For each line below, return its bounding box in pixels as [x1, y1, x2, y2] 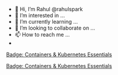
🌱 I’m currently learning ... [14, 18, 78, 25]
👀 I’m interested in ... [14, 12, 65, 19]
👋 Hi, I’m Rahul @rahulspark [14, 6, 83, 12]
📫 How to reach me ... [14, 31, 70, 38]
